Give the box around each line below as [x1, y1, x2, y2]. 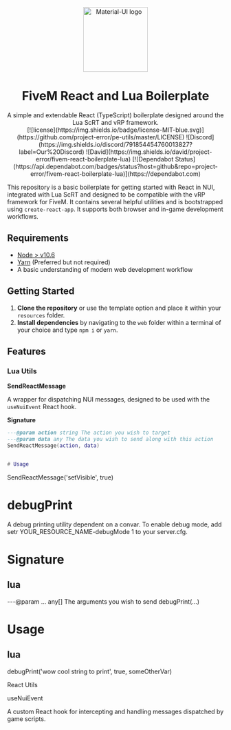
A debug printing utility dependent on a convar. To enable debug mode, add [7, 520, 222, 529]
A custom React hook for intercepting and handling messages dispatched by [7, 707, 224, 716]
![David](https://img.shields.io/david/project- [85, 148, 212, 156]
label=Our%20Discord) [19, 148, 85, 156]
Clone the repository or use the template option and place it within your [16, 304, 221, 312]
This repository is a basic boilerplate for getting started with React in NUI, [7, 183, 215, 191]
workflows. [7, 212, 39, 220]
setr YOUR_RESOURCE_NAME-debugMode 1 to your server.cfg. [7, 527, 188, 535]
